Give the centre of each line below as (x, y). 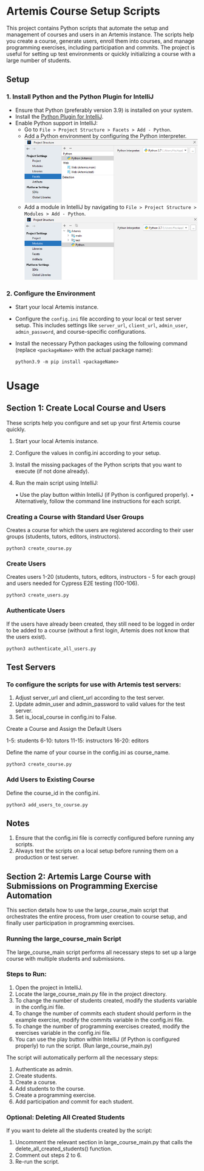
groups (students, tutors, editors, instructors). (63, 537)
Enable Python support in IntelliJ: (56, 123)
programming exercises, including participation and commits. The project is (101, 47)
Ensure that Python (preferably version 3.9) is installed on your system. (104, 110)
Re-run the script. (37, 1162)
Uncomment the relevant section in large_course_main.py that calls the (104, 1142)
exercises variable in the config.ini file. (63, 1032)
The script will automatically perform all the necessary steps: (83, 1057)
